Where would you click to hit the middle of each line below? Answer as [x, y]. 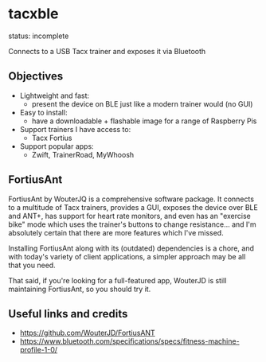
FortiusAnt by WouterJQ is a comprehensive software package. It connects [131, 199]
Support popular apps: [57, 146]
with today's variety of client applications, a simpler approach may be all [127, 256]
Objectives [36, 76]
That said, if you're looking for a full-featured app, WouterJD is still [117, 280]
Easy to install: [43, 112]
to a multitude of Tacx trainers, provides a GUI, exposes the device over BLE [133, 207]
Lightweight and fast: [55, 95]
